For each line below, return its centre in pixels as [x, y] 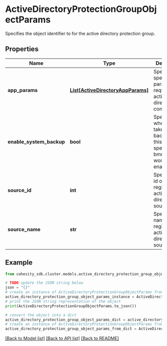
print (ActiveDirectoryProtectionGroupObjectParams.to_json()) [71, 306]
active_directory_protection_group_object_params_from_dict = [71, 329]
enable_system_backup [37, 142]
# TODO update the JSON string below [44, 283]
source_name [24, 229]
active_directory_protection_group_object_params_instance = [70, 297]
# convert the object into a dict [41, 315]
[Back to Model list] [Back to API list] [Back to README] [62, 339]
